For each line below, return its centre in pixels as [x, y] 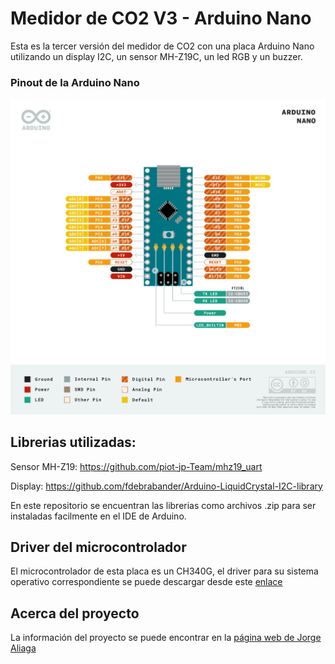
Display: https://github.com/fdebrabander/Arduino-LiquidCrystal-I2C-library [166, 486]
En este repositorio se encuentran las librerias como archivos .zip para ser [163, 505]
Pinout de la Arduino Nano [75, 82]
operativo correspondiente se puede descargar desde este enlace [146, 582]
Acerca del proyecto [75, 613]
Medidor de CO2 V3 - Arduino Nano [161, 18]
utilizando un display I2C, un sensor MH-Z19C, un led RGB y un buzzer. [156, 56]
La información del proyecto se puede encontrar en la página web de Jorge [166, 638]
